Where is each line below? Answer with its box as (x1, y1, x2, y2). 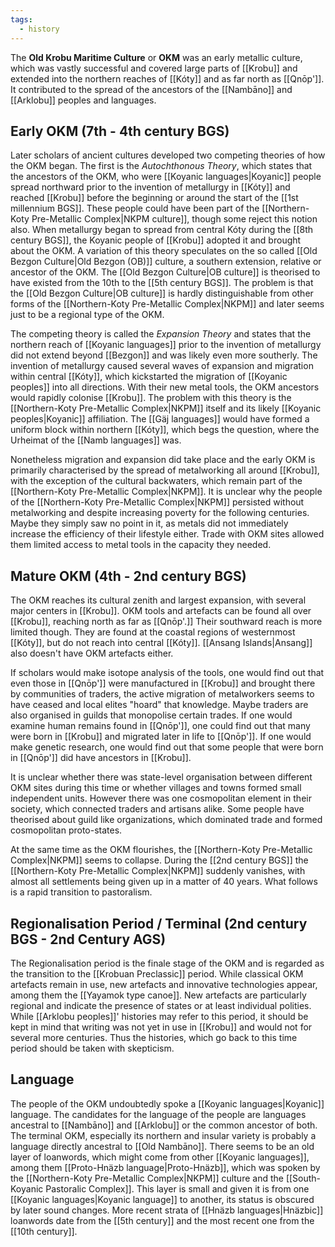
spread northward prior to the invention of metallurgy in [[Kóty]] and (10, 181, 291, 193)
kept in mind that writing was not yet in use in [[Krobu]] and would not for (10, 1021, 313, 1033)
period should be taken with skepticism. (10, 1042, 175, 1054)
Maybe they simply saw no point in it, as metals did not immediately (10, 517, 289, 530)
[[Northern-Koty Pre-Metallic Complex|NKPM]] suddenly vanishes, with (10, 865, 306, 877)
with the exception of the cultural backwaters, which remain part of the (10, 475, 303, 487)
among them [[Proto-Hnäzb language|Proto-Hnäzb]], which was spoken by (10, 1161, 321, 1173)
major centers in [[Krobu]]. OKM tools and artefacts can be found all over (10, 605, 312, 617)
